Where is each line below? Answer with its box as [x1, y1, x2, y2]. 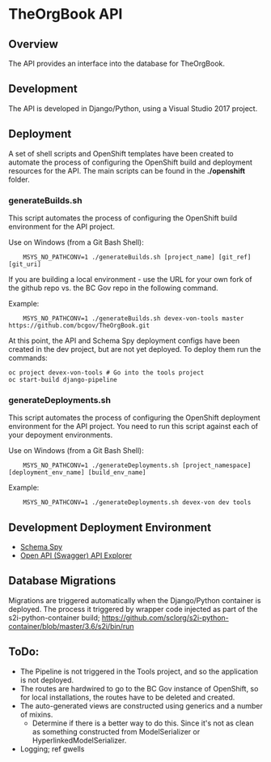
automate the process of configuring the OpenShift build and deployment [8, 157, 252, 167]
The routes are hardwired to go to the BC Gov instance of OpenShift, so [19, 683, 259, 693]
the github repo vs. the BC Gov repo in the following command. [8, 283, 218, 293]
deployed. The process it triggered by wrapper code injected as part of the [8, 604, 258, 614]
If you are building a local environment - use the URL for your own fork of [8, 274, 252, 284]
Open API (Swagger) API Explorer [19, 550, 132, 560]
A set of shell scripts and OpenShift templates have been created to [8, 148, 234, 158]
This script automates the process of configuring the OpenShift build [8, 212, 238, 223]
